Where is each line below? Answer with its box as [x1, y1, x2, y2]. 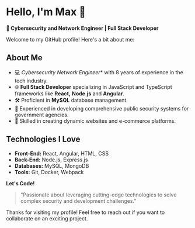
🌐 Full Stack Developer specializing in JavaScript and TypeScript [14, 83, 172, 90]
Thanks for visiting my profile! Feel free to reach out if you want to [6, 209, 165, 216]
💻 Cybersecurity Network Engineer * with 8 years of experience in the [14, 68, 184, 75]
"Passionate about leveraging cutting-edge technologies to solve [20, 191, 177, 198]
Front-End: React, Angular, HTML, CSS [14, 150, 109, 157]
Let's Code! [6, 179, 35, 186]
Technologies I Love [6, 134, 81, 144]
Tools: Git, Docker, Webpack [14, 168, 84, 175]
